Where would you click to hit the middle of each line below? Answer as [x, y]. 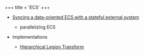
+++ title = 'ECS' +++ [27, 7]
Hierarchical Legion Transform [52, 47]
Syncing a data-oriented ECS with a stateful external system [76, 17]
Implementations [30, 37]
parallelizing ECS [38, 27]
